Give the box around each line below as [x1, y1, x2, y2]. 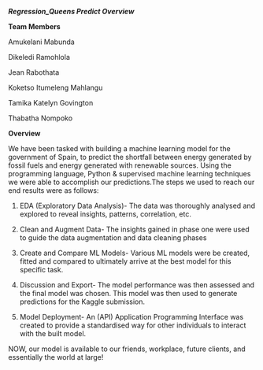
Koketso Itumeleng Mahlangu [8, 83, 103, 92]
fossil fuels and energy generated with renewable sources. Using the [8, 161, 232, 170]
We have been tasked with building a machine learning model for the [8, 144, 231, 153]
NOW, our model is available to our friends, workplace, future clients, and [8, 344, 246, 353]
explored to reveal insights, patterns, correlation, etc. [19, 209, 191, 219]
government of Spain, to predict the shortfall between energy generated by [8, 153, 252, 161]
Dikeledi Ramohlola [8, 53, 71, 61]
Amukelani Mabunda [8, 37, 75, 46]
